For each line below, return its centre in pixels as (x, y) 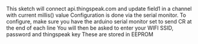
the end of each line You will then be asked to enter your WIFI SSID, (90, 28)
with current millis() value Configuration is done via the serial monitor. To (96, 15)
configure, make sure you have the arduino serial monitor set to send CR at (99, 21)
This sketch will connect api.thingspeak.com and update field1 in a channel (99, 9)
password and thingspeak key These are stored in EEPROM (80, 34)
